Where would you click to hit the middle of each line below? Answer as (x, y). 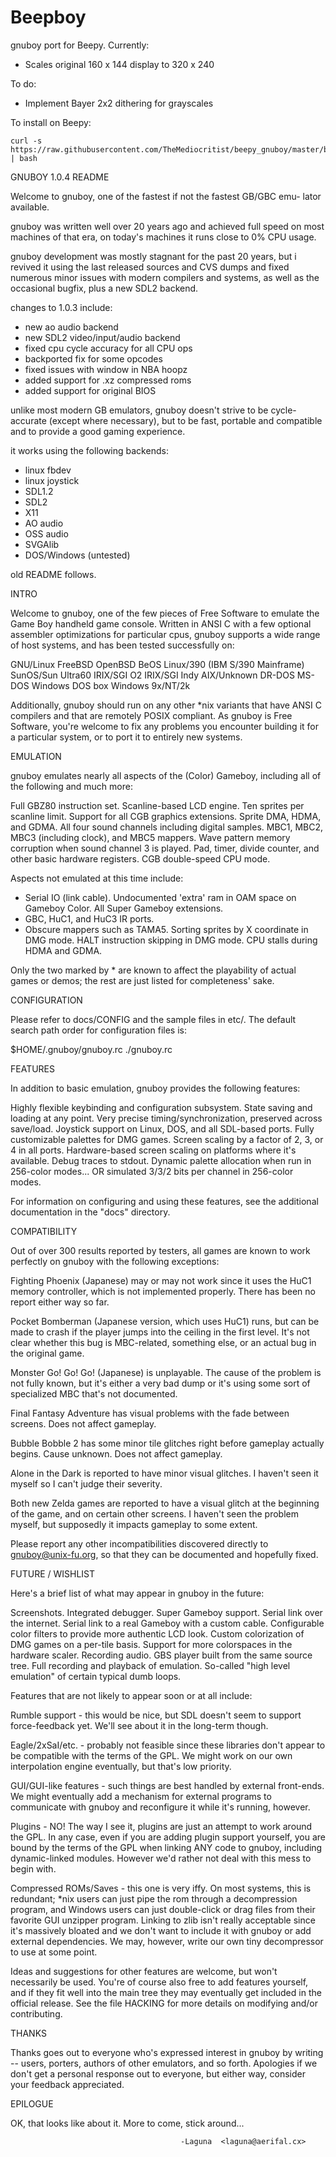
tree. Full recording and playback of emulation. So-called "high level (150, 1665)
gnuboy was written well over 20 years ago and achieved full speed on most (167, 226)
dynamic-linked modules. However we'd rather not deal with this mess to (161, 1858)
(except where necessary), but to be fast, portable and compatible (185, 420)
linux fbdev (48, 470)
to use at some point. (54, 1952)
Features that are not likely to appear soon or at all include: (131, 1695)
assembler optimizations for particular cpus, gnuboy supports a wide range (165, 634)
